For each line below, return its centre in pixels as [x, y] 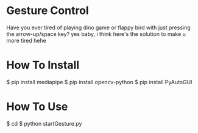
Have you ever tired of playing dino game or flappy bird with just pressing [98, 27]
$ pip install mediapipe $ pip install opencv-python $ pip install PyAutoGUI [99, 82]
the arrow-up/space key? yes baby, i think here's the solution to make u [96, 34]
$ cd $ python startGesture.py [44, 123]
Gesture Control [48, 11]
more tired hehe [27, 40]
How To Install [43, 65]
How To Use [37, 107]
